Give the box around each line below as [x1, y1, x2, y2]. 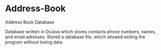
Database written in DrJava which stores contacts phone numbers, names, [5, 28, 157, 34]
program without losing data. [5, 39, 64, 45]
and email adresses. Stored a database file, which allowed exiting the [5, 34, 145, 40]
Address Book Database [5, 19, 54, 25]
